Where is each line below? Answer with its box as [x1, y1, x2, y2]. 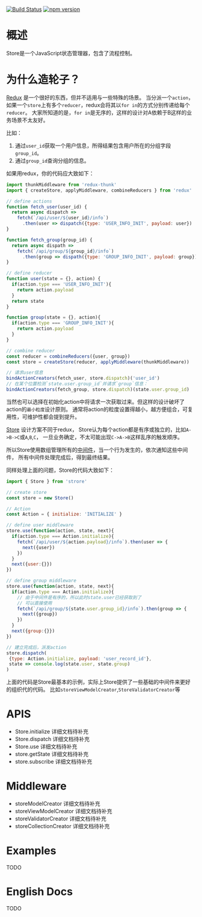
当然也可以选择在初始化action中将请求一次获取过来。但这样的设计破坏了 [6, 398, 185, 405]
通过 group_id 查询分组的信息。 [14, 157, 90, 164]
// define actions [6, 198, 52, 204]
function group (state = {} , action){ [6, 314, 101, 321]
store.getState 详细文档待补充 [14, 751, 89, 758]
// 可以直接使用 [17, 600, 52, 606]
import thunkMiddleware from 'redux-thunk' [6, 181, 117, 187]
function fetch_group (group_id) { [6, 237, 93, 243]
